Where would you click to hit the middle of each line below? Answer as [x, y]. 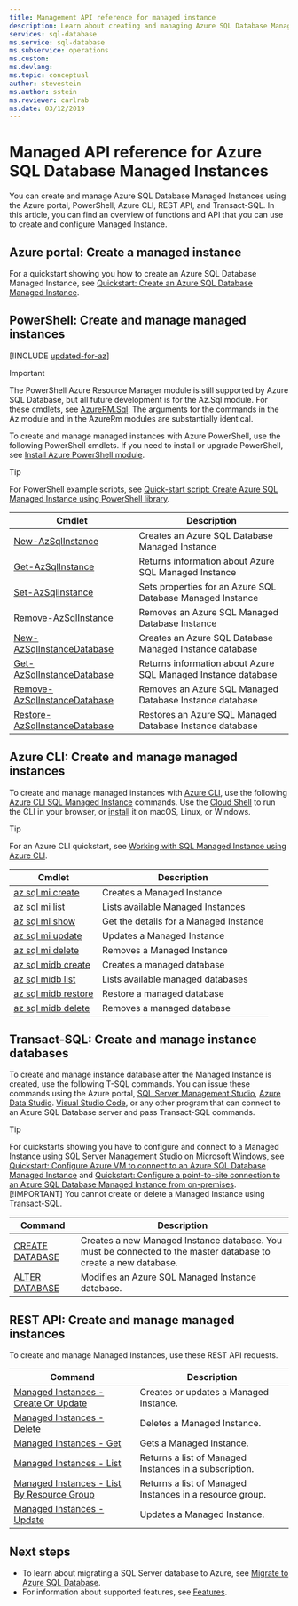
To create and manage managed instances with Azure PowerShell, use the [145, 436]
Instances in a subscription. [197, 1469]
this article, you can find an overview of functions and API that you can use [146, 215]
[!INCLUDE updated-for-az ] [59, 356]
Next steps [40, 1551]
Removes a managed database [166, 1008]
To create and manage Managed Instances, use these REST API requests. [144, 1355]
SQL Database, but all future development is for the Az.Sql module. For [139, 399]
